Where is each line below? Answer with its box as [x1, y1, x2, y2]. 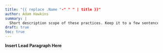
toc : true [5, 29, 25, 34]
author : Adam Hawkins [5, 12, 49, 16]
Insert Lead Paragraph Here [5, 43, 62, 48]
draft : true [5, 25, 29, 30]
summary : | [5, 16, 27, 21]
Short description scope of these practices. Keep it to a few [9, 20, 140, 26]
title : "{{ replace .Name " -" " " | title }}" [5, 7, 101, 12]
